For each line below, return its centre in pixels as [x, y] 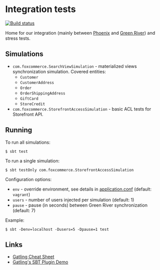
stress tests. [18, 38]
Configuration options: [28, 179]
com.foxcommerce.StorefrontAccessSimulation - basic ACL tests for [82, 109]
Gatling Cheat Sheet [33, 257]
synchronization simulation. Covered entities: [59, 71]
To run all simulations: [28, 142]
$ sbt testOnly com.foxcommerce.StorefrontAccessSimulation [70, 170]
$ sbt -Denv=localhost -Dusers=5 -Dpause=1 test [57, 229]
